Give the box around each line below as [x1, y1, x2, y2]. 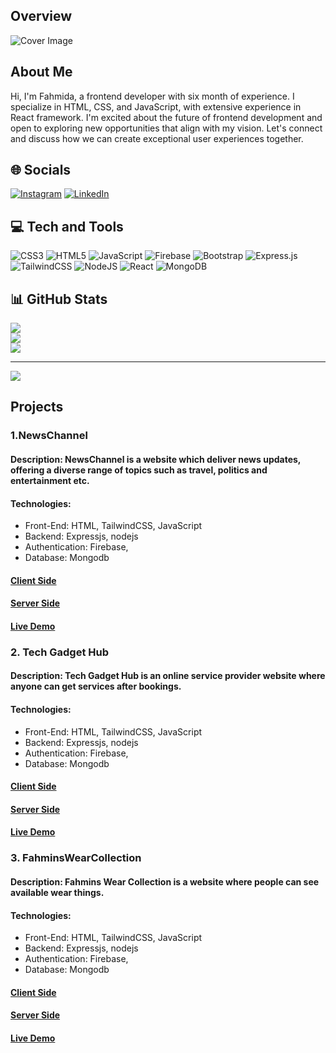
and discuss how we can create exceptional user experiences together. [10, 132, 304, 144]
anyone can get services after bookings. [10, 680, 182, 693]
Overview [10, 8, 73, 25]
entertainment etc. [10, 474, 90, 486]
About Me [10, 64, 73, 81]
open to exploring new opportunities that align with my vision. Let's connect [10, 122, 323, 134]
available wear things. [10, 886, 105, 898]
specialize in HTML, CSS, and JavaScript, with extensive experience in [10, 100, 302, 113]
